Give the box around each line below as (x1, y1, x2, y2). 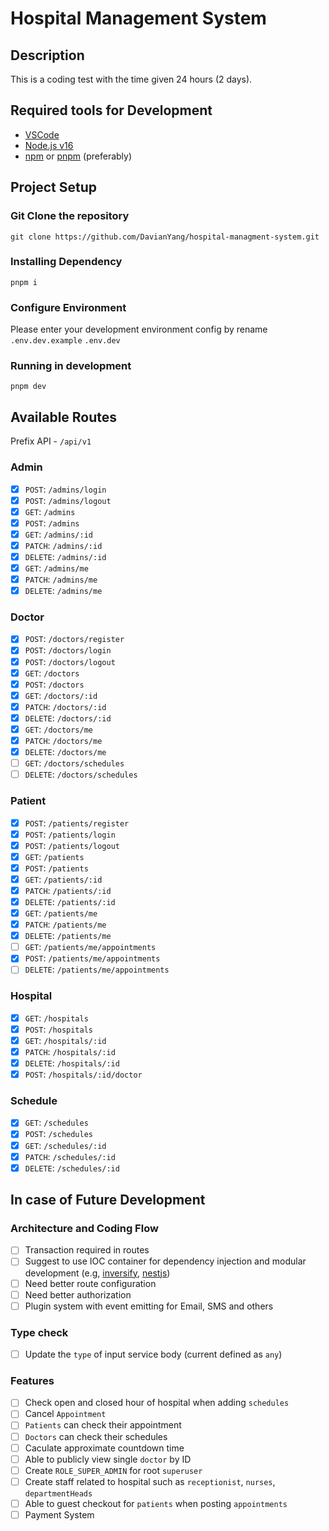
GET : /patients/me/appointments (24, 941, 157, 953)
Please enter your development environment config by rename (10, 323, 268, 336)
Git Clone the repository (10, 209, 130, 223)
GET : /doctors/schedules (24, 757, 125, 769)
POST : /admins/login (24, 483, 107, 495)
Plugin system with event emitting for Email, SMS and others (24, 1300, 274, 1312)
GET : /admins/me (24, 562, 89, 574)
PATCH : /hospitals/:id (24, 1045, 116, 1057)
